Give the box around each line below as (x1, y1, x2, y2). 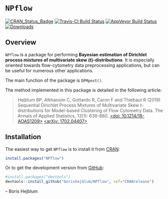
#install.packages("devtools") (5, 174, 71, 179)
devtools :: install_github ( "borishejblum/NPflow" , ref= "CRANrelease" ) (5, 179, 154, 184)
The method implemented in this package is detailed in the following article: (5, 87, 162, 93)
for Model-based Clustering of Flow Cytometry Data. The (44, 107, 163, 114)
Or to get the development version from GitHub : (5, 165, 104, 171)
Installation (5, 133, 41, 141)
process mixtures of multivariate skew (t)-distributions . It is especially (5, 57, 154, 63)
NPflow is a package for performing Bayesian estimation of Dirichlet (5, 51, 147, 57)
